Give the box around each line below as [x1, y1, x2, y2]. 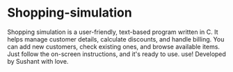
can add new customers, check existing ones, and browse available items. [7, 42, 220, 51]
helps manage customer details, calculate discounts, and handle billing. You [7, 35, 225, 43]
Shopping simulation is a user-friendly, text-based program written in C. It [7, 28, 218, 36]
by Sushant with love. [7, 57, 69, 65]
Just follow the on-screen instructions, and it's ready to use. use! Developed [7, 50, 226, 58]
